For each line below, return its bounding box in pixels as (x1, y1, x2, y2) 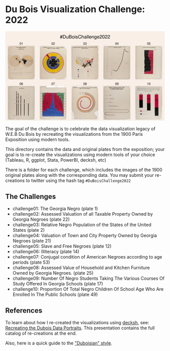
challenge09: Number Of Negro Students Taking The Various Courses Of (12, 275, 165, 281)
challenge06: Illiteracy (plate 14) (12, 248, 79, 255)
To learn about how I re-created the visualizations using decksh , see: (5, 320, 149, 326)
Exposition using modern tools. (5, 136, 70, 142)
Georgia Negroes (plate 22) (12, 216, 70, 223)
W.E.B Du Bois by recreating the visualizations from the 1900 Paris (5, 131, 143, 137)
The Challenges (5, 192, 56, 200)
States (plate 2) (12, 227, 45, 233)
